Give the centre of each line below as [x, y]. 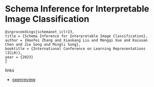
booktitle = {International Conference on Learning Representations [75, 49]
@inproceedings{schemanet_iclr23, [40, 32]
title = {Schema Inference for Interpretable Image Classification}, [77, 36]
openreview [24, 79]
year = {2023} [19, 57]
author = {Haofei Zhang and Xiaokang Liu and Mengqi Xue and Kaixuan [77, 40]
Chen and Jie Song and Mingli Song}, [43, 44]
